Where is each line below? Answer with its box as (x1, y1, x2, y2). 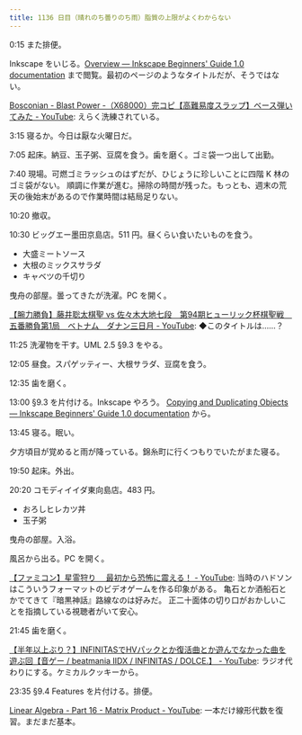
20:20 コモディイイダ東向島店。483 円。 (9, 484, 160, 495)
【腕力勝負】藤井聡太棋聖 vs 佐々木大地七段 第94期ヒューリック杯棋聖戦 (9, 309, 285, 319)
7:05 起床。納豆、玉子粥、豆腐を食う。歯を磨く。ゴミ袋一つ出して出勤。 (9, 149, 280, 160)
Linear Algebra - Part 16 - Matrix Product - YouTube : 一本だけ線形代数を (9, 704, 276, 715)
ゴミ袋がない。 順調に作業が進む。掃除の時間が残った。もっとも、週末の (9, 179, 280, 190)
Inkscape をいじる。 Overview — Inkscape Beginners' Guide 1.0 (9, 58, 244, 68)
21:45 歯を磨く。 (9, 624, 72, 635)
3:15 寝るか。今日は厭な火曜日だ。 (9, 130, 137, 140)
